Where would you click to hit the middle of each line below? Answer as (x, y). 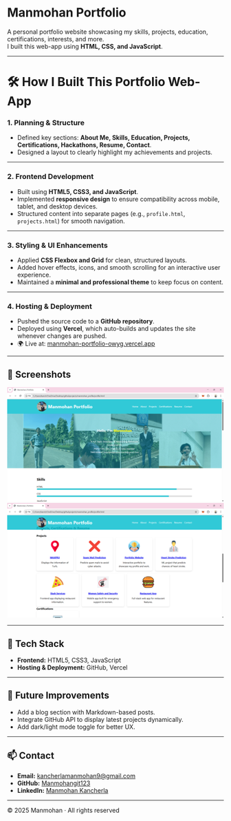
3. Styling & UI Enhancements (57, 245)
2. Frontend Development (51, 177)
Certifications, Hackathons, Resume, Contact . (84, 145)
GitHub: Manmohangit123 (54, 783)
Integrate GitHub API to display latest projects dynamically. (100, 719)
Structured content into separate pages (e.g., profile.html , (101, 213)
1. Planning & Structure (46, 123)
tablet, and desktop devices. (57, 206)
